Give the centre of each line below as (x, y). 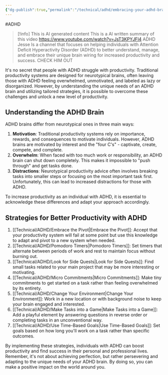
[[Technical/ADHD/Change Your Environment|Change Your (73, 293)
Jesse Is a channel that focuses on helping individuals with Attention (88, 44)
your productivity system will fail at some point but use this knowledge (85, 235)
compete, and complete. (37, 150)
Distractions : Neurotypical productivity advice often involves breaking (85, 171)
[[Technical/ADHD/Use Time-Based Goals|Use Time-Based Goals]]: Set (86, 325)
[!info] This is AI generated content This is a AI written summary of (86, 33)
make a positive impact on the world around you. (55, 367)
